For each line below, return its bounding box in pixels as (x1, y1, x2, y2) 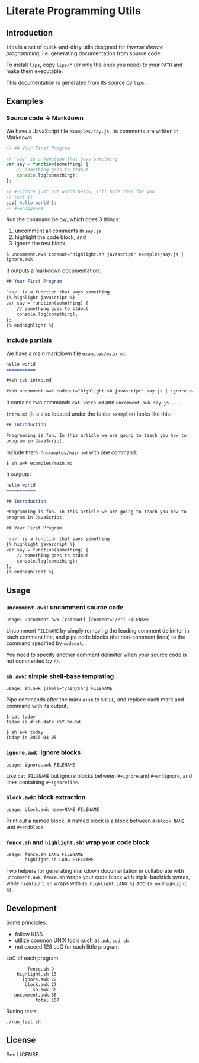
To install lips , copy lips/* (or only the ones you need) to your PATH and (6, 61, 183, 68)
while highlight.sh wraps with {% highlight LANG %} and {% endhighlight (6, 880, 187, 887)
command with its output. (6, 703, 69, 710)
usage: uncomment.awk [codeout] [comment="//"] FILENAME (6, 617, 150, 623)
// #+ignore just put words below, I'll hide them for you (6, 189, 155, 194)
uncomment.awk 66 (14, 992, 57, 998)
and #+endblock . (6, 823, 46, 831)
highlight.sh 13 (17, 971, 57, 977)
